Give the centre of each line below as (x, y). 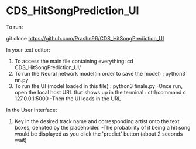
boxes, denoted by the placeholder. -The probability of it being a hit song (102, 127)
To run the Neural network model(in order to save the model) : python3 (100, 73)
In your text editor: (28, 50)
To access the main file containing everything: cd (74, 61)
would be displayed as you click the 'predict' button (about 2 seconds (99, 134)
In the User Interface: (32, 110)
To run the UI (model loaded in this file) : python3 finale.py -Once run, (99, 86)
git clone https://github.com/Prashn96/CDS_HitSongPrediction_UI (85, 38)
